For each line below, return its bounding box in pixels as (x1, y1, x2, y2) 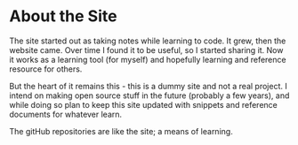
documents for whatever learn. (9, 109, 123, 119)
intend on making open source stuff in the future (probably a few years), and (9, 90, 290, 101)
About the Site (9, 6, 117, 27)
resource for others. (9, 64, 83, 74)
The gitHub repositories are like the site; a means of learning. (9, 126, 233, 136)
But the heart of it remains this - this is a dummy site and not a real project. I (9, 80, 287, 91)
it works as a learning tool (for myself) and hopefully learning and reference (9, 54, 286, 65)
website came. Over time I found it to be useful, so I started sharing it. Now (9, 44, 284, 55)
